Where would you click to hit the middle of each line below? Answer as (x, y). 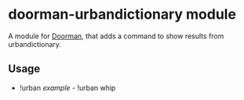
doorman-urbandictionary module (122, 14)
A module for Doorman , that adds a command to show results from (116, 36)
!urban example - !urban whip (67, 87)
